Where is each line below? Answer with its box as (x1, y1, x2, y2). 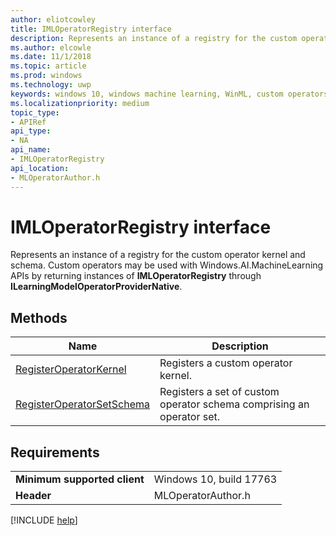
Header (15, 489, 52, 503)
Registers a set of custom (159, 385, 280, 399)
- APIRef (10, 117, 47, 127)
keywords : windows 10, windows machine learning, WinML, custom (10, 89, 284, 99)
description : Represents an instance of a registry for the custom (10, 33, 298, 43)
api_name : (10, 145, 52, 155)
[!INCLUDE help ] (10, 514, 78, 526)
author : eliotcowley (10, 14, 97, 25)
